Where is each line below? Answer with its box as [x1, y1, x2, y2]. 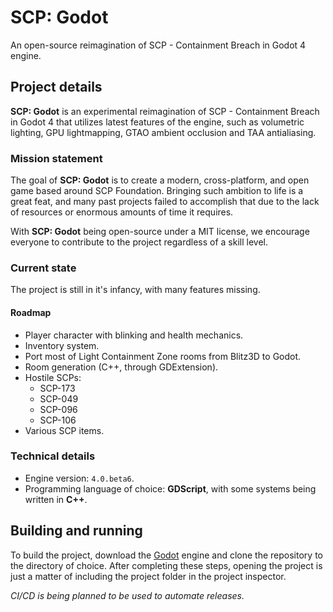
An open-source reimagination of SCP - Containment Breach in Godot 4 [10, 39, 307, 51]
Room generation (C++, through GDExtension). [24, 361, 219, 373]
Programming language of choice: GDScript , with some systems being [24, 482, 317, 495]
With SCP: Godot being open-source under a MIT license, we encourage [10, 226, 310, 238]
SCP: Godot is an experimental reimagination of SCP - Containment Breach [10, 105, 320, 117]
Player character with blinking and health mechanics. [24, 329, 244, 341]
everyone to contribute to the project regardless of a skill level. [10, 236, 268, 248]
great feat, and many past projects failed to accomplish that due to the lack [10, 196, 320, 208]
